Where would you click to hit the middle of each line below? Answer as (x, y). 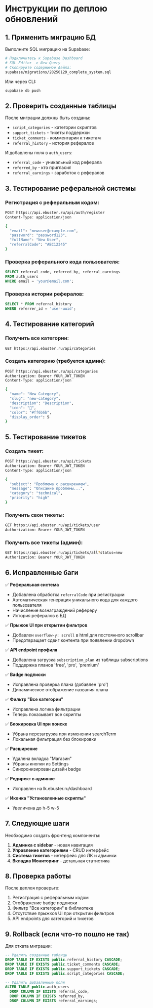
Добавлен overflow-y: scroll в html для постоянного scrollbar (78, 635)
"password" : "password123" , (38, 235)
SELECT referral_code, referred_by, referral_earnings (63, 272)
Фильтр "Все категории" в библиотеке (53, 908)
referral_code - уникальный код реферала (57, 162)
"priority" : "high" (30, 498)
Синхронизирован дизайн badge (47, 769)
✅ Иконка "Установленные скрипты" (46, 798)
